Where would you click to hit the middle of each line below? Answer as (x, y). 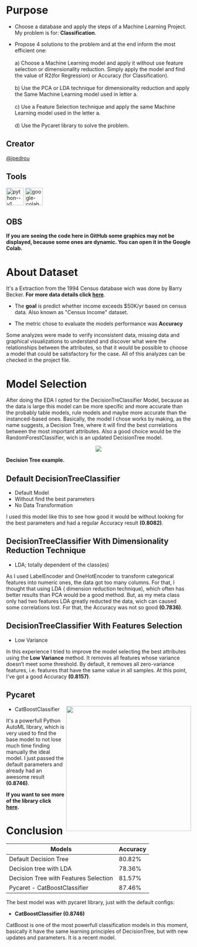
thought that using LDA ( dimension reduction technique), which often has (95, 588)
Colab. (14, 248)
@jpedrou (18, 158)
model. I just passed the (35, 758)
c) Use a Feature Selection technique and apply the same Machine (95, 106)
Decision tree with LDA (40, 869)
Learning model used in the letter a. (57, 113)
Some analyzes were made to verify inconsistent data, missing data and (93, 335)
